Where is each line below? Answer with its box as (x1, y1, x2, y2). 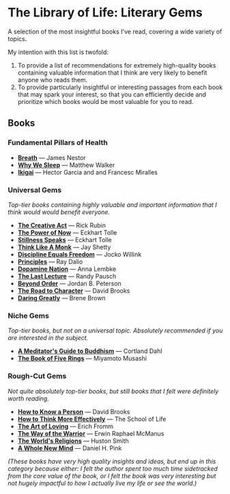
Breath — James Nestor (17, 153, 86, 161)
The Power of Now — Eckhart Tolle (17, 228, 117, 237)
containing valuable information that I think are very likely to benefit (17, 68, 207, 77)
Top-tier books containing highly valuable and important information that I (8, 200, 217, 209)
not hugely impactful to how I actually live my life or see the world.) (8, 479, 197, 487)
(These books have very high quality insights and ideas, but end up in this (8, 457, 216, 465)
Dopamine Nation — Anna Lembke (17, 265, 117, 273)
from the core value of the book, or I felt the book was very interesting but (8, 471, 216, 480)
